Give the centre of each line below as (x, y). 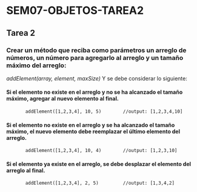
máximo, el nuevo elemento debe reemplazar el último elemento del (93, 131)
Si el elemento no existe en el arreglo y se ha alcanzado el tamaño (91, 125)
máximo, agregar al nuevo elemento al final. (63, 99)
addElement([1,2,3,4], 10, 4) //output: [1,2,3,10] (101, 151)
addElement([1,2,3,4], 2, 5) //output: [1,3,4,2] (100, 183)
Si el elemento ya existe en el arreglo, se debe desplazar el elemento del (99, 164)
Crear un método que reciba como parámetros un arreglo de (96, 50)
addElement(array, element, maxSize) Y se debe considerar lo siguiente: (97, 78)
